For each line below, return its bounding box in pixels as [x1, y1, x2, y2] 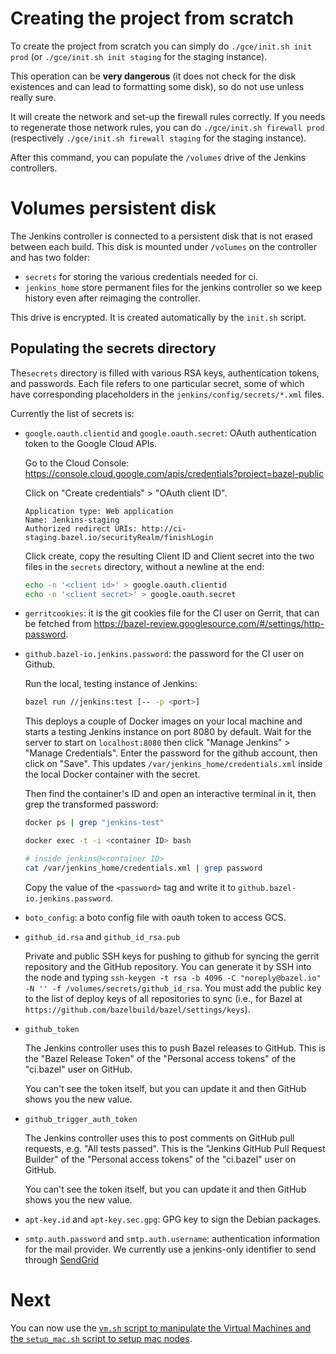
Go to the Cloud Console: [24, 457, 130, 469]
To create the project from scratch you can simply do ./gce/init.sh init [10, 40, 313, 52]
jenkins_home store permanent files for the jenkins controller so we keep [24, 281, 322, 293]
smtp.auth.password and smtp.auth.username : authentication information [24, 1232, 321, 1244]
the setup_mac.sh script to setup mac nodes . [10, 1332, 193, 1344]
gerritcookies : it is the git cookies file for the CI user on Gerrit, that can [24, 607, 320, 619]
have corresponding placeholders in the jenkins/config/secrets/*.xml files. [10, 388, 325, 400]
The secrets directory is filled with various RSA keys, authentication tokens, [10, 367, 320, 379]
